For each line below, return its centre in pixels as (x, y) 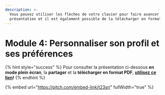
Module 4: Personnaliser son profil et (82, 43)
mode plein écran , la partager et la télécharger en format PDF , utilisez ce (81, 72)
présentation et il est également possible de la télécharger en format (85, 19)
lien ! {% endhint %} (25, 78)
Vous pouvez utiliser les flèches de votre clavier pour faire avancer (84, 14)
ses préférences (39, 53)
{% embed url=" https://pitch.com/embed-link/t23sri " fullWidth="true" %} (79, 87)
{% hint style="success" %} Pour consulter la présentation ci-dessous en (80, 67)
